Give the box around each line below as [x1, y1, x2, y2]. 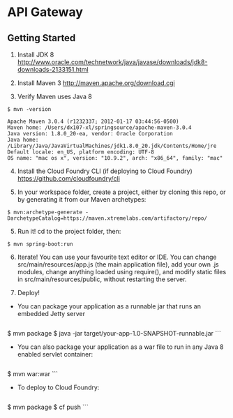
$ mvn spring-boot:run [7, 241, 73, 248]
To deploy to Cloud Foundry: [17, 383, 100, 391]
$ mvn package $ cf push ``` [7, 403, 89, 411]
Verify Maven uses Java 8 [17, 92, 93, 100]
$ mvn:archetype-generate [7, 209, 82, 216]
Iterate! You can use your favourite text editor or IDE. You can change [17, 253, 217, 261]
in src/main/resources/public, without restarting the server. [17, 275, 187, 283]
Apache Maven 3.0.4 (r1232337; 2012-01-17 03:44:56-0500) [7, 118, 179, 125]
